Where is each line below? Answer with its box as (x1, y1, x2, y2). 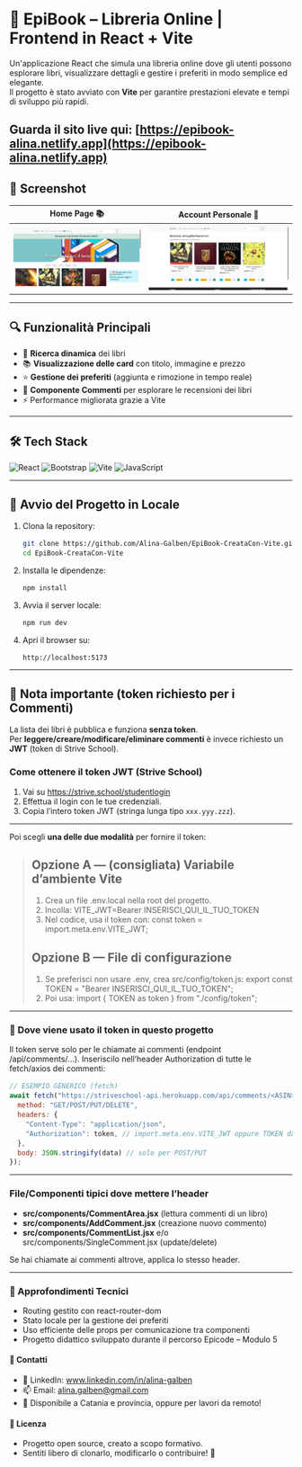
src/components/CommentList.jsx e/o (22, 1227, 169, 1238)
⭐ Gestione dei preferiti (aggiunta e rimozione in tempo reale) (22, 371, 253, 382)
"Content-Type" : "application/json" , (25, 1120, 167, 1129)
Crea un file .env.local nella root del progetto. (44, 895, 212, 906)
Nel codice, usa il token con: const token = (44, 914, 203, 926)
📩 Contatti (9, 1355, 48, 1365)
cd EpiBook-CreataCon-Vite (22, 549, 124, 558)
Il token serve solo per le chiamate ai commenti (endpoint (9, 1044, 222, 1055)
